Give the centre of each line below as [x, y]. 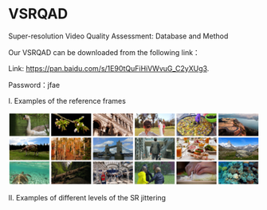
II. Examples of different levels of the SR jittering [87, 197]
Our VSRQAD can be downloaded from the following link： [104, 52]
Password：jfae [34, 85]
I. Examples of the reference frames [67, 101]
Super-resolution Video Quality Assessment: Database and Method [118, 36]
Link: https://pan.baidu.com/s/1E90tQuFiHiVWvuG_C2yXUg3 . [109, 68]
